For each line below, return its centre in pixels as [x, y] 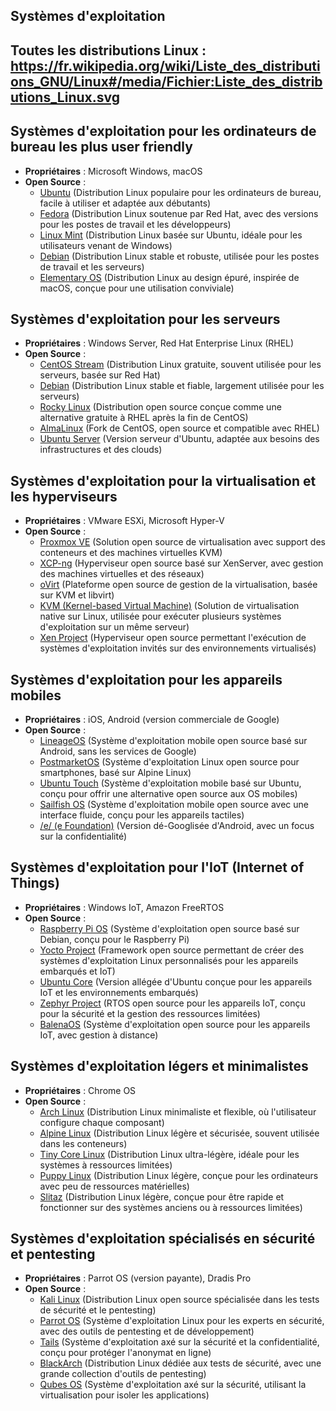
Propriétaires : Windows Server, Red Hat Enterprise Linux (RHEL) [159, 343]
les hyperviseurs [64, 496]
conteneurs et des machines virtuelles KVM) [131, 553]
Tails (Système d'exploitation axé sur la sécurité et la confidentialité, [179, 1342]
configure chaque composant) [102, 1122]
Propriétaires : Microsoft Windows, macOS [113, 171]
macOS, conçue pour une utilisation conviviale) [137, 288]
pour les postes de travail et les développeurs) [135, 224]
